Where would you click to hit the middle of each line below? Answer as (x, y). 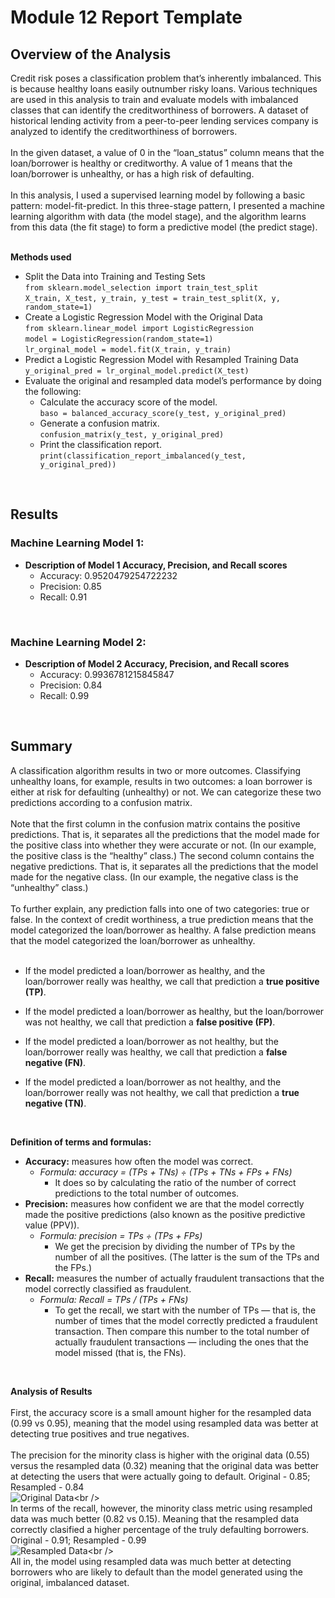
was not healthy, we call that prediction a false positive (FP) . (150, 1022)
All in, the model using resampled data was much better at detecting (151, 1561)
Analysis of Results (51, 1391)
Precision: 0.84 (71, 685)
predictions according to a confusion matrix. (101, 802)
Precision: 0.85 (70, 586)
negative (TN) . (55, 1103)
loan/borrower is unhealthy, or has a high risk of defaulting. (132, 174)
